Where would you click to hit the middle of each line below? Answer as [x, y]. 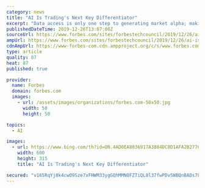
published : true [27, 69]
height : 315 [32, 159]
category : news [26, 12]
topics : [16, 125]
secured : [17, 175]
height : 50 [36, 114]
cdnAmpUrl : [20, 46]
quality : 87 [21, 57]
